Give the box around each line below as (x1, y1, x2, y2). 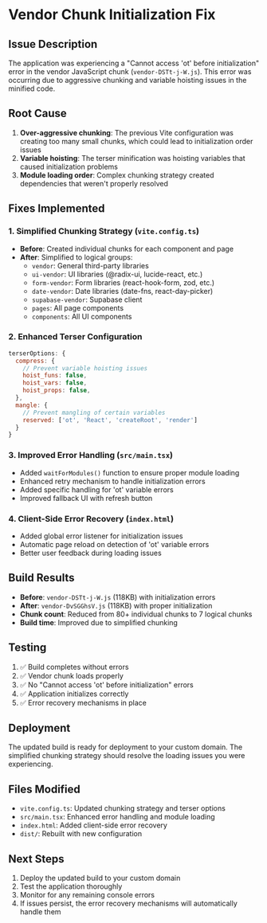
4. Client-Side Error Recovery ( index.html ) (8, 513, 174, 524)
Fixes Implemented (8, 201, 105, 216)
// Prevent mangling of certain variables (22, 409, 166, 417)
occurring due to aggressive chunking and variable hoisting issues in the (8, 76, 247, 84)
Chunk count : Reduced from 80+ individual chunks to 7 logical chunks (19, 609, 253, 619)
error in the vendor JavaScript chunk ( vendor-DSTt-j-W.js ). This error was (8, 67, 252, 76)
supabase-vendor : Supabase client (31, 295, 143, 304)
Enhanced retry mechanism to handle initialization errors (19, 476, 206, 486)
